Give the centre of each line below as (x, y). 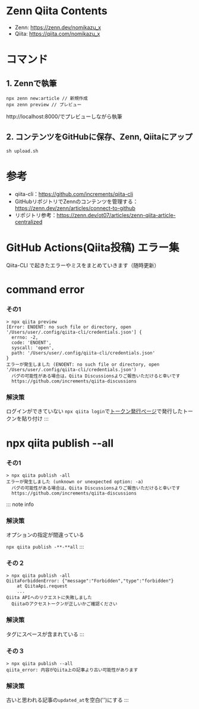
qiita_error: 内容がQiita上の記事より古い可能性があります (72, 670)
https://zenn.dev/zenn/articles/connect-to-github (75, 208)
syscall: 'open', (33, 348)
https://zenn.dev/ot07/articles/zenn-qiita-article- (116, 215)
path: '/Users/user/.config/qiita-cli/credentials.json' (83, 353)
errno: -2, (25, 338)
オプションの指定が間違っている (45, 535)
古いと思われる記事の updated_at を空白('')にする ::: (67, 700)
